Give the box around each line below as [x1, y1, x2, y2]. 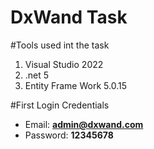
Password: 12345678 [24, 129, 114, 141]
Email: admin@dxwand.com [24, 118, 144, 130]
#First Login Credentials [10, 99, 110, 111]
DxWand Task [10, 6, 128, 29]
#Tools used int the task [10, 39, 110, 51]
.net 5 [24, 69, 50, 81]
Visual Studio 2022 [24, 58, 104, 70]
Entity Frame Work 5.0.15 [24, 79, 127, 91]
